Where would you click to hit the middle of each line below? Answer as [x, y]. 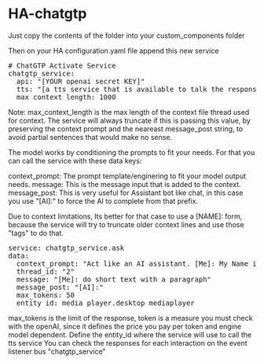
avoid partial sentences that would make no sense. [90, 137]
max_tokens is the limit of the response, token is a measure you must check [130, 318]
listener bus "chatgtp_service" [57, 351]
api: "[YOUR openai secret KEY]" [81, 81]
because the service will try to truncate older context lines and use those [126, 224]
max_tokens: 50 [45, 295]
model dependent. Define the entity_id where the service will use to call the [130, 334]
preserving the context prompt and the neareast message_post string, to [126, 129]
